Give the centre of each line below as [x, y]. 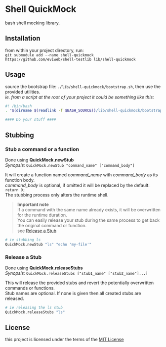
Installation [23, 38]
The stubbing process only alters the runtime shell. [57, 195]
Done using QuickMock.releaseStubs [44, 268]
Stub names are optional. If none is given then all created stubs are [73, 293]
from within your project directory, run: [44, 50]
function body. [20, 180]
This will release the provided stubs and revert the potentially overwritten [80, 283]
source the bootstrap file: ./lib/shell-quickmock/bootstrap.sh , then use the [83, 86]
